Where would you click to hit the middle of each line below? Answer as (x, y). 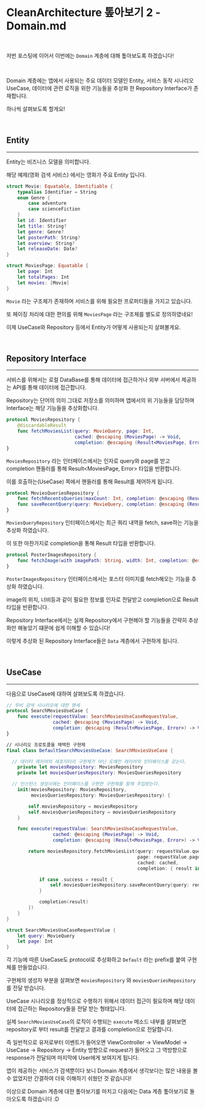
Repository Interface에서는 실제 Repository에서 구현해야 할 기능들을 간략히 (97, 620)
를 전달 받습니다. (26, 988)
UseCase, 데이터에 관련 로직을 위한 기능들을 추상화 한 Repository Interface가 (99, 88)
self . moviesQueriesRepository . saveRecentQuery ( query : (120, 885)
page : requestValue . (163, 857)
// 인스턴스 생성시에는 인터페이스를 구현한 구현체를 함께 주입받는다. (86, 784)
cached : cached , (158, 863)
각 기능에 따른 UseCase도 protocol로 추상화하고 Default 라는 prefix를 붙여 (96, 960)
